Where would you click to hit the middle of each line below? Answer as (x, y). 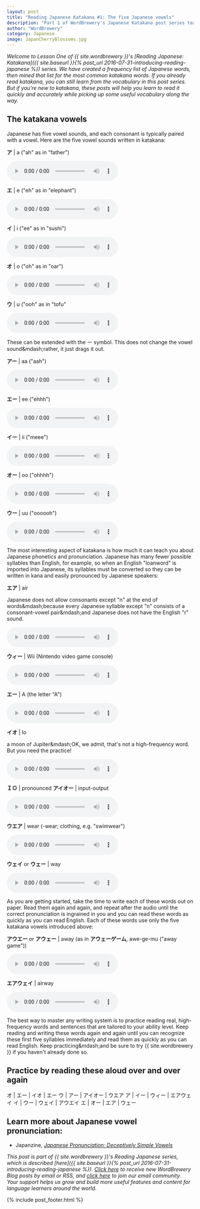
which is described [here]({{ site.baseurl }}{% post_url (73, 1163)
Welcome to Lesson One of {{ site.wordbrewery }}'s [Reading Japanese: (95, 56)
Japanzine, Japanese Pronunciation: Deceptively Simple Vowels (94, 1145)
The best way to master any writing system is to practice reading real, (92, 1020)
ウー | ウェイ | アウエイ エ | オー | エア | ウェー (80, 1102)
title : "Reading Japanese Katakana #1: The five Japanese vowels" (91, 17)
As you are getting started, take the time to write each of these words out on (100, 901)
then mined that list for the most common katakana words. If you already (96, 75)
